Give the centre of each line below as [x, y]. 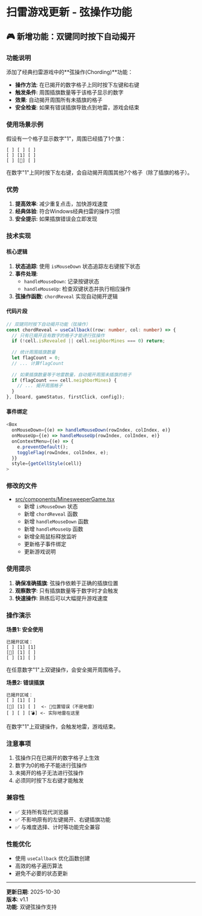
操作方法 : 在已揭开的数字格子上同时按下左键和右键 [77, 84]
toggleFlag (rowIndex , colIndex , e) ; [63, 452]
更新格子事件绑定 [45, 544]
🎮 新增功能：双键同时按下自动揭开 [71, 36]
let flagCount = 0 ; [36, 358]
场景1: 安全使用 [25, 629]
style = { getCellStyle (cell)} [47, 464]
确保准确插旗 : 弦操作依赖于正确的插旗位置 [66, 583]
